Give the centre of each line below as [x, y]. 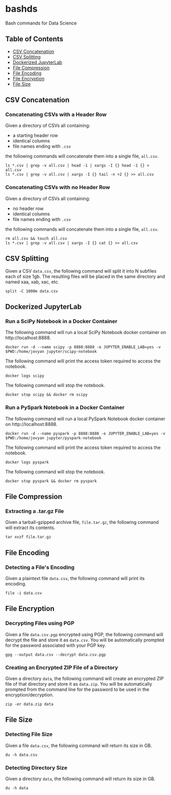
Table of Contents [34, 39]
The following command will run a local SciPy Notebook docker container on [86, 332]
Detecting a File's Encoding [40, 567]
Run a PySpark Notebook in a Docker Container [65, 407]
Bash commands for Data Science [41, 23]
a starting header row [35, 135]
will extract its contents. [30, 528]
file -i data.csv [24, 593]
